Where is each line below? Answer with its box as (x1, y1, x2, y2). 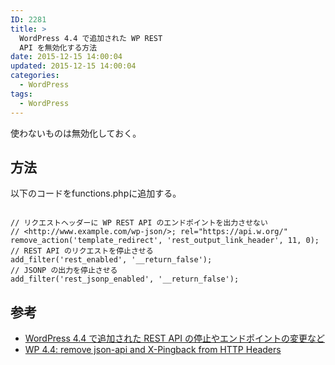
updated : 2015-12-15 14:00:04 (10, 61, 137, 71)
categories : (10, 71, 60, 81)
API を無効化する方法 (19, 42, 98, 53)
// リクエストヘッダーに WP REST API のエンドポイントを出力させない (10, 218, 268, 228)
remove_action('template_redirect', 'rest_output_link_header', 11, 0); (10, 236, 320, 246)
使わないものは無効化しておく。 (10, 127, 142, 139)
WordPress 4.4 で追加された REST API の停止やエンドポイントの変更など (24, 332, 325, 345)
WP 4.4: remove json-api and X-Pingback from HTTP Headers (24, 344, 282, 356)
